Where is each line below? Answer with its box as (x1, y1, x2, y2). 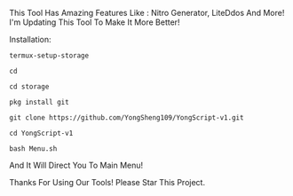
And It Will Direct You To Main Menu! (9, 160, 144, 170)
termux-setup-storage (9, 51, 90, 60)
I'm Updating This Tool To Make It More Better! (9, 17, 180, 27)
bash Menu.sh (9, 145, 58, 153)
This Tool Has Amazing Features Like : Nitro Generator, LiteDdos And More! (9, 8, 285, 18)
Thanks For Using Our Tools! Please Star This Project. (9, 177, 206, 187)
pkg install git (9, 98, 69, 106)
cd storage (9, 82, 50, 91)
